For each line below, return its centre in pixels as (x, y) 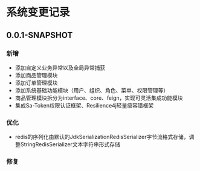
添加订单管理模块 (36, 83)
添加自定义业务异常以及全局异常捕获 (60, 68)
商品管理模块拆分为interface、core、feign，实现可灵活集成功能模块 (99, 98)
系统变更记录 (38, 12)
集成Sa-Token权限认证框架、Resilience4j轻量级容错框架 (84, 105)
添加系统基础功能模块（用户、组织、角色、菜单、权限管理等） (92, 90)
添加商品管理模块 (36, 75)
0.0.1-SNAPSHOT (40, 35)
